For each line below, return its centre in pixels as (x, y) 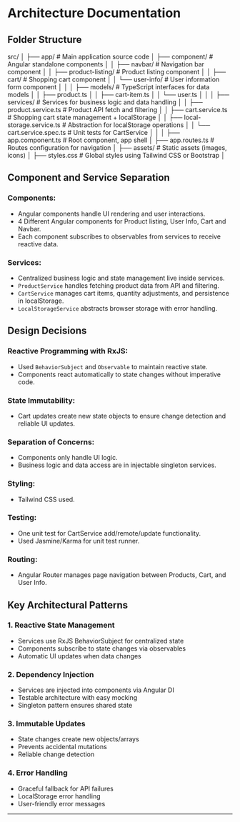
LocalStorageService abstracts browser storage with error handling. (117, 308)
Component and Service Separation (89, 177)
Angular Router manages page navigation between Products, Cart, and (122, 575)
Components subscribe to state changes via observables (102, 648)
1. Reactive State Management (61, 625)
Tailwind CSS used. (46, 499)
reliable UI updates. (46, 423)
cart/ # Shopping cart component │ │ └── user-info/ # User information (114, 79)
